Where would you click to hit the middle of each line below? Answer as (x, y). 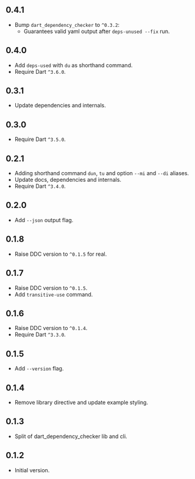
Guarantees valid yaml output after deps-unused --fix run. (97, 31)
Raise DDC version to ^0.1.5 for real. (61, 254)
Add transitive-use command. (54, 294)
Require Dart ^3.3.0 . (40, 334)
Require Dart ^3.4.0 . (40, 186)
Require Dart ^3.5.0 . (40, 139)
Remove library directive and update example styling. (81, 402)
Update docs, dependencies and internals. (68, 180)
